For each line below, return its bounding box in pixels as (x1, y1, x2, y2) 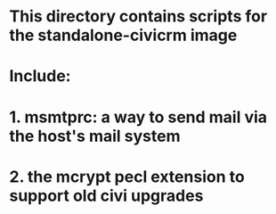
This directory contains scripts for (9, 6, 268, 27)
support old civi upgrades (9, 185, 204, 206)
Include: (9, 66, 71, 86)
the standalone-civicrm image (9, 25, 238, 45)
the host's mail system (9, 126, 181, 146)
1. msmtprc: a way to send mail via (9, 107, 268, 127)
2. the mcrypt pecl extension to (9, 167, 245, 186)
